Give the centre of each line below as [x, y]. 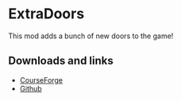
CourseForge [41, 80]
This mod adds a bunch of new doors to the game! [91, 36]
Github [31, 88]
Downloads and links [61, 61]
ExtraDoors [46, 14]
